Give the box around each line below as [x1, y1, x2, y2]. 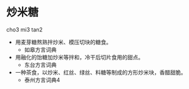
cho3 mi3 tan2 [6, 25, 43, 33]
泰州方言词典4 [24, 76, 60, 84]
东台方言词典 [24, 61, 57, 68]
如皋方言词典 [24, 46, 57, 53]
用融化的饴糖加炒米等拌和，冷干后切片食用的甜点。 [15, 53, 144, 61]
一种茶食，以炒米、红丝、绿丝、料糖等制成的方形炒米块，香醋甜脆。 [15, 68, 187, 76]
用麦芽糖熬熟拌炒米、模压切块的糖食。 [15, 38, 112, 45]
